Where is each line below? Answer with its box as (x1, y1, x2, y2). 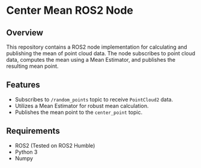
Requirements (6, 126, 60, 136)
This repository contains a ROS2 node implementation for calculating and (6, 43, 187, 50)
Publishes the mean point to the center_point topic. (14, 109, 143, 116)
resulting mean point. (6, 62, 59, 70)
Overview (6, 28, 44, 38)
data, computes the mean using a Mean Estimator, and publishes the (6, 56, 176, 63)
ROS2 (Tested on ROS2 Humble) (14, 142, 95, 149)
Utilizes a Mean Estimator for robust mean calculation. (14, 102, 149, 109)
